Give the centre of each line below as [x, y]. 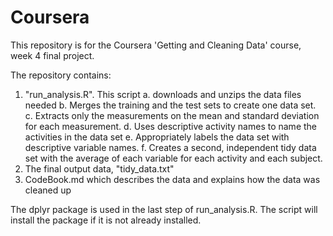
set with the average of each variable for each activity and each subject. [173, 158]
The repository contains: [61, 75]
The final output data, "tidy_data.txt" [99, 168]
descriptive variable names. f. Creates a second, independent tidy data [170, 147]
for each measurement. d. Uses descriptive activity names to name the [171, 126]
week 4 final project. [52, 55]
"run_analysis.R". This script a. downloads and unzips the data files [163, 94]
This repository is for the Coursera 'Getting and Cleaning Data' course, [156, 45]
